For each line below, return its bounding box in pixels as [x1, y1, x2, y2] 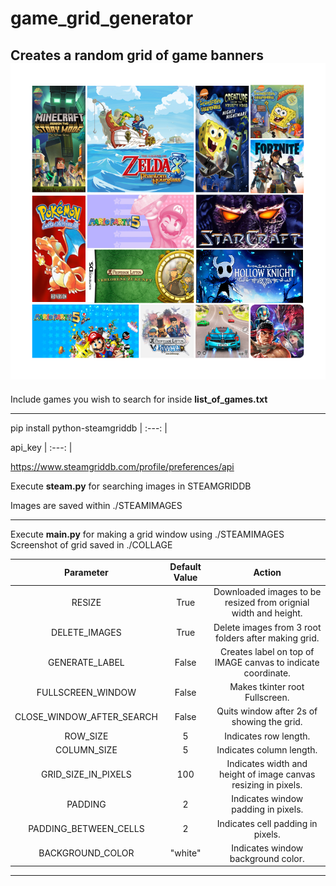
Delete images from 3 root [213, 621, 322, 633]
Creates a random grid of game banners [10, 47, 264, 64]
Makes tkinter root [229, 681, 305, 693]
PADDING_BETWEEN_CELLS [28, 823, 145, 835]
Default [169, 561, 202, 573]
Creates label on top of [219, 645, 315, 657]
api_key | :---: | [10, 441, 73, 453]
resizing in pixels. [231, 779, 303, 791]
